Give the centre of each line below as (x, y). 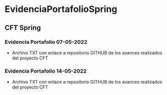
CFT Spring (23, 28)
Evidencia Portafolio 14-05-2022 (46, 71)
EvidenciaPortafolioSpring (61, 9)
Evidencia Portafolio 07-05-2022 (46, 42)
